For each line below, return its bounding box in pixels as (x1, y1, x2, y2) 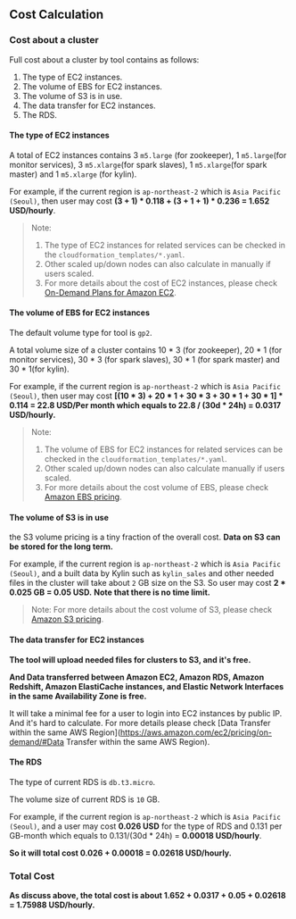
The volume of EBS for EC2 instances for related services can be (44, 444, 284, 455)
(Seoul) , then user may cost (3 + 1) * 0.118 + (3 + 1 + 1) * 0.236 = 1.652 (9, 196, 270, 206)
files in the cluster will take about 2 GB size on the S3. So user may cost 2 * (9, 578, 286, 589)
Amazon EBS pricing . (44, 491, 122, 503)
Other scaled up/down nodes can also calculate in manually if (44, 258, 271, 269)
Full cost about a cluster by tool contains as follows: (9, 54, 200, 65)
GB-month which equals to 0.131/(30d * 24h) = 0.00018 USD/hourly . (9, 830, 262, 840)
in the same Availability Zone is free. (9, 690, 147, 701)
